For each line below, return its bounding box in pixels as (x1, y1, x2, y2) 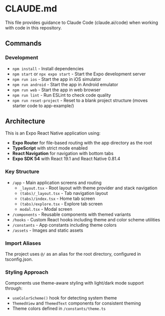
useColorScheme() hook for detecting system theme (12, 295, 117, 301)
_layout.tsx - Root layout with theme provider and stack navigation (19, 185, 158, 191)
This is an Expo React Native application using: (5, 130, 101, 136)
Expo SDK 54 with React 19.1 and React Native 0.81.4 (12, 156, 120, 162)
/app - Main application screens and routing (12, 179, 102, 185)
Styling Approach (5, 269, 49, 276)
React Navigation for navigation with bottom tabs (12, 151, 114, 157)
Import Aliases (5, 240, 41, 247)
